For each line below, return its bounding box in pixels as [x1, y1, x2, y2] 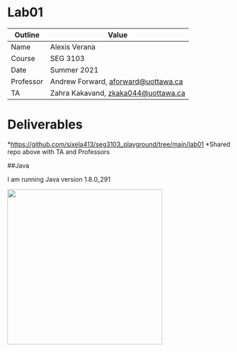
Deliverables [7, 116, 83, 133]
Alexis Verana [50, 42, 96, 52]
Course [11, 53, 35, 63]
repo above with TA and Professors [7, 147, 110, 156]
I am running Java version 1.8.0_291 [7, 175, 111, 183]
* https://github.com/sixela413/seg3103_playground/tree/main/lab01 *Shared [7, 140, 231, 148]
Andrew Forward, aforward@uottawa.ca [50, 76, 183, 86]
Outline [14, 30, 40, 40]
